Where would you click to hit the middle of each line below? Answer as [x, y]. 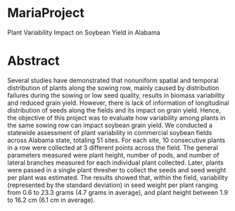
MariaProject [46, 13]
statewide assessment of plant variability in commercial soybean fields [110, 132]
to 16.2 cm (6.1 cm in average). [51, 200]
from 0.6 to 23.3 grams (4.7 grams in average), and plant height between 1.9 [118, 192]
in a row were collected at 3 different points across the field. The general [113, 147]
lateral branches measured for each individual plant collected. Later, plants [115, 162]
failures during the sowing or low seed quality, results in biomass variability [116, 95]
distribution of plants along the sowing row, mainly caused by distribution [113, 88]
